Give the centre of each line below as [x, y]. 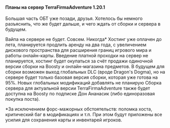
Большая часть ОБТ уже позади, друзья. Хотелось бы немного [74, 18]
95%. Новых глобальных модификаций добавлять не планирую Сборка [83, 83]
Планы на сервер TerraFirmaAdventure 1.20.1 [55, 7]
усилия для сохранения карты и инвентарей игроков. [64, 120]
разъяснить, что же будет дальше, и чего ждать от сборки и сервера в [83, 24]
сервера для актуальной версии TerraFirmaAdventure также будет [78, 88]
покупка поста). [22, 99]
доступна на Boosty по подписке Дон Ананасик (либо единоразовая [80, 94]
